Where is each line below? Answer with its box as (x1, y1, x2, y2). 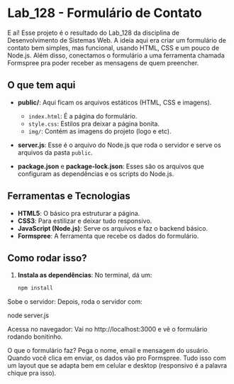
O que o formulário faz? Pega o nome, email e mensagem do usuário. (7, 346, 210, 355)
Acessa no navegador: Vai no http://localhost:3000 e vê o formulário (7, 325, 208, 334)
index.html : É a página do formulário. (28, 111, 138, 120)
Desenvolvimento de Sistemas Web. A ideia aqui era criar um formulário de (7, 35, 227, 44)
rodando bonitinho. (7, 332, 63, 341)
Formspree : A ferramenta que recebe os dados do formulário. (17, 231, 199, 240)
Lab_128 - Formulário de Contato (7, 5, 202, 21)
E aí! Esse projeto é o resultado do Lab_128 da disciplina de (7, 28, 179, 37)
